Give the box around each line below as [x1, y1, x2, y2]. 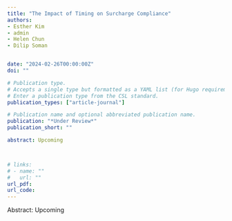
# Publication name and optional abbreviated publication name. [7, 111, 196, 118]
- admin [7, 29, 30, 37]
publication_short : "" [7, 124, 72, 131]
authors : [7, 17, 32, 23]
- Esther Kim [7, 23, 45, 30]
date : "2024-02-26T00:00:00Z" [7, 61, 95, 68]
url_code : [7, 187, 36, 194]
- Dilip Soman [7, 42, 48, 49]
